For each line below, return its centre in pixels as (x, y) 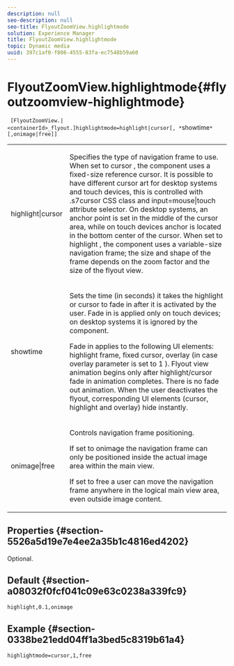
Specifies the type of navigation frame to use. (144, 156)
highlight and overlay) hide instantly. (129, 407)
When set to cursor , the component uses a (140, 165)
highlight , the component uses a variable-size (146, 244)
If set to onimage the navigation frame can (138, 448)
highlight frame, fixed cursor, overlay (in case (143, 355)
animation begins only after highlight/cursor (141, 372)
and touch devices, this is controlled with (136, 191)
